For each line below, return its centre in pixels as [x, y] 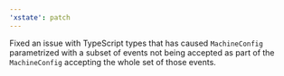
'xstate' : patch [40, 17]
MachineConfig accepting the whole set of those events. [113, 62]
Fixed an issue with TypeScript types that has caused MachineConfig [137, 43]
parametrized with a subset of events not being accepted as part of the [142, 52]
